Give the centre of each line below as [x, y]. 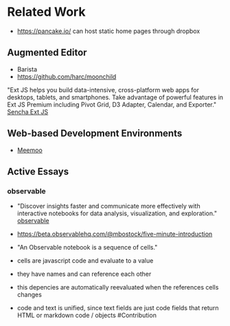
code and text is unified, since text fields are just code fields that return [118, 308]
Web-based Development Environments [95, 134]
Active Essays [38, 172]
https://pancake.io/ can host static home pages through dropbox [108, 31]
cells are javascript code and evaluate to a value [85, 261]
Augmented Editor [47, 53]
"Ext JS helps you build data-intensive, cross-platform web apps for [103, 89]
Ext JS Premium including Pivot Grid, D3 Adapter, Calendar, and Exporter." [112, 105]
